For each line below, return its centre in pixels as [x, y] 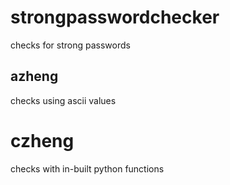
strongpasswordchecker [115, 17]
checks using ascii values [63, 100]
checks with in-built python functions [87, 168]
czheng [42, 140]
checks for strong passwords [70, 45]
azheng [34, 76]
